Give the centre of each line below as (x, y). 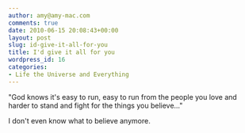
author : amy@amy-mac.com (49, 15)
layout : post (30, 38)
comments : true (33, 23)
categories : (28, 67)
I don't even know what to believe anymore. (79, 120)
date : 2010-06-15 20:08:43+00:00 (63, 30)
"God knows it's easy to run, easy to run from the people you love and (123, 97)
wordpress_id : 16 (37, 60)
